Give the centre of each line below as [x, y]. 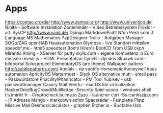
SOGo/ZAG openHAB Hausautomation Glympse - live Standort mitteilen [77, 43]
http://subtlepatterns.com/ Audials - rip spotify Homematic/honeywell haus [81, 68]
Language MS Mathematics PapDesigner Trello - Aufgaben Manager [74, 38]
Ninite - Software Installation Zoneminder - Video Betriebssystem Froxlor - [80, 27]
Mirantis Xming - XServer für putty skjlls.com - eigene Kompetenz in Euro [79, 53]
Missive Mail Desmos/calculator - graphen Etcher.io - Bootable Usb [73, 105]
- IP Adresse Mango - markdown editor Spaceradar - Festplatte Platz [75, 100]
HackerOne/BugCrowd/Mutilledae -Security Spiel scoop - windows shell [78, 90]
